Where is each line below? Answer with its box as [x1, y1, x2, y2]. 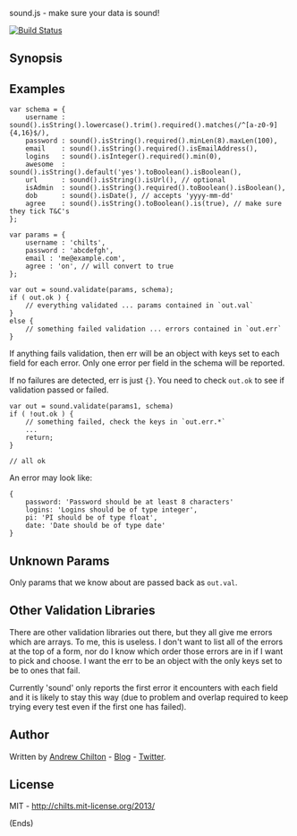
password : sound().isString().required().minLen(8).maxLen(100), [25, 136, 278, 146]
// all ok [9, 457, 47, 466]
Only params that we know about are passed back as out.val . [9, 577, 238, 588]
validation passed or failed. [9, 384, 109, 395]
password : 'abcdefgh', [25, 246, 115, 255]
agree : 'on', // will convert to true [25, 262, 174, 271]
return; [25, 434, 54, 443]
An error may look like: [9, 472, 93, 483]
